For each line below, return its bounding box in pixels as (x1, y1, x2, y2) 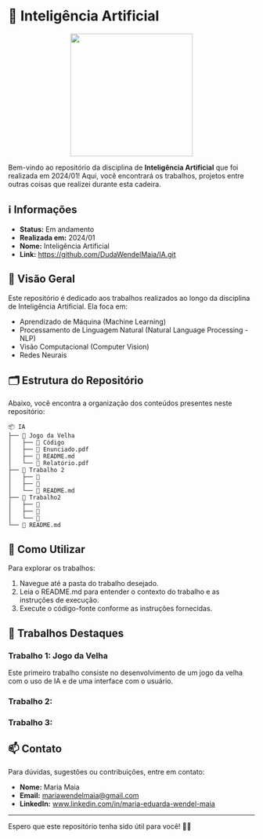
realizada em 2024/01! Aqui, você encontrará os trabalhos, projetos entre (8, 170, 244, 180)
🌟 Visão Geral (8, 273, 76, 286)
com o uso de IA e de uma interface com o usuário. (8, 676, 174, 686)
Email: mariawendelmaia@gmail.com (19, 790, 139, 800)
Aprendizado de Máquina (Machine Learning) (19, 317, 167, 326)
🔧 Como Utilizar (8, 542, 86, 556)
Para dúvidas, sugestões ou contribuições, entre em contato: (8, 767, 205, 776)
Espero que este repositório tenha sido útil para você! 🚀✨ (8, 821, 192, 831)
